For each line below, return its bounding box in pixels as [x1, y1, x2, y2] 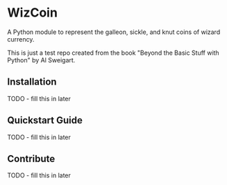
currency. [7, 35, 35, 43]
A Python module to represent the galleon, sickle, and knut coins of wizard [7, 28, 221, 36]
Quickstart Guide [7, 114, 83, 126]
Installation [7, 76, 57, 88]
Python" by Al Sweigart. [7, 55, 76, 64]
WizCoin [7, 5, 58, 21]
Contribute [7, 152, 56, 164]
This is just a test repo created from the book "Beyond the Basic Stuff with [7, 49, 220, 57]
